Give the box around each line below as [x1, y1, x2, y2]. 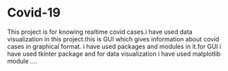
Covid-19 [7, 5, 61, 21]
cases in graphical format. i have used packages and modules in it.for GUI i [7, 42, 222, 50]
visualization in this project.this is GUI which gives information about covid [7, 34, 220, 43]
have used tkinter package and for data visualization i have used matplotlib [7, 50, 221, 58]
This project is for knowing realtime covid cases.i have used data [7, 28, 193, 36]
